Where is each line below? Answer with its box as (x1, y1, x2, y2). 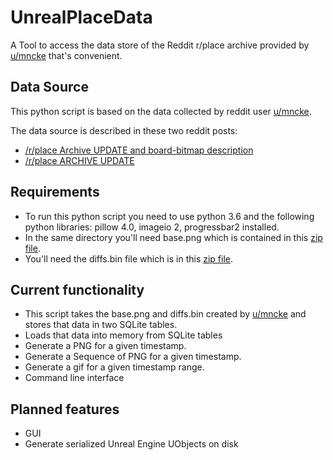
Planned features (10, 401, 120, 418)
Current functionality (10, 281, 145, 298)
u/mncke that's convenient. (10, 49, 123, 61)
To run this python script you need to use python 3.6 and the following (24, 210, 315, 222)
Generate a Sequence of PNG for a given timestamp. (24, 351, 242, 363)
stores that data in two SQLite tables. (24, 319, 178, 331)
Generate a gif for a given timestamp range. (24, 361, 205, 373)
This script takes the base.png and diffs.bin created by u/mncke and (24, 308, 307, 320)
